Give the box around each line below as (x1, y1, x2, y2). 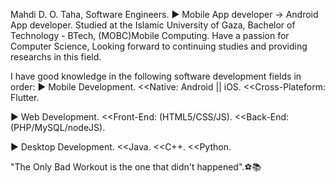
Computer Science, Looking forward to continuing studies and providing (10, 40, 308, 52)
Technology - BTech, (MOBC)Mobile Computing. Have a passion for (10, 30, 290, 41)
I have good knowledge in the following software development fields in (10, 70, 302, 82)
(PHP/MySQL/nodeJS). (10, 122, 106, 133)
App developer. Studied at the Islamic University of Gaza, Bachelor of (10, 19, 296, 31)
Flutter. (10, 92, 40, 103)
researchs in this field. (10, 51, 102, 63)
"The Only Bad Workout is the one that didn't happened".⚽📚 (10, 161, 262, 173)
